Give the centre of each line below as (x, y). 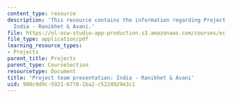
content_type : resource (42, 13)
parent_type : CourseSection (48, 65)
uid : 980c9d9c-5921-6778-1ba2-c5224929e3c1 (71, 84)
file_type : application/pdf (48, 39)
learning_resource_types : (45, 46)
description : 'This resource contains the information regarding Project (117, 20)
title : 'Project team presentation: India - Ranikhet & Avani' (101, 78)
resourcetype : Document (42, 71)
